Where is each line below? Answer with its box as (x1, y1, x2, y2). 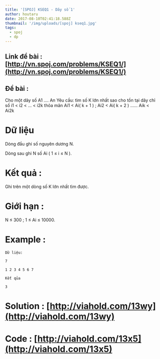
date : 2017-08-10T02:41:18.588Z (5, 16, 71, 21)
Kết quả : (5, 168, 42, 179)
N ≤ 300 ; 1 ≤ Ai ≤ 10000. (5, 217, 55, 223)
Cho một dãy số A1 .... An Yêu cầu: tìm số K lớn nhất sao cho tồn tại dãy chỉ (5, 97, 156, 103)
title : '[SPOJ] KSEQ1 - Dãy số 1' (5, 7, 76, 12)
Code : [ (5, 333, 38, 344)
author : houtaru (5, 12, 38, 17)
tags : (5, 25, 16, 30)
